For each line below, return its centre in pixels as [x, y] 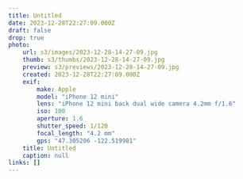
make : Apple [57, 89]
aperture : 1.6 [60, 119]
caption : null [46, 155]
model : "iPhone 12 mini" [78, 97]
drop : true [26, 38]
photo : [19, 45]
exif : [32, 82]
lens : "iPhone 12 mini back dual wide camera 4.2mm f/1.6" [137, 104]
